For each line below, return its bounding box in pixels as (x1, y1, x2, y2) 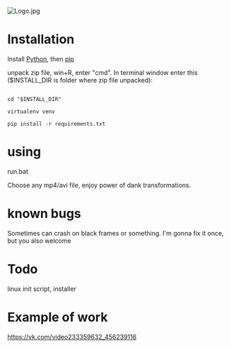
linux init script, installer (7, 284, 76, 293)
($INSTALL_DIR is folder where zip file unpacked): (7, 76, 153, 84)
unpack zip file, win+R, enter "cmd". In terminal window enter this (7, 68, 198, 77)
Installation (7, 32, 75, 47)
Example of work (7, 309, 108, 325)
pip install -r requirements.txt (7, 120, 106, 127)
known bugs (7, 205, 81, 222)
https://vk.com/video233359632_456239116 (7, 332, 137, 341)
